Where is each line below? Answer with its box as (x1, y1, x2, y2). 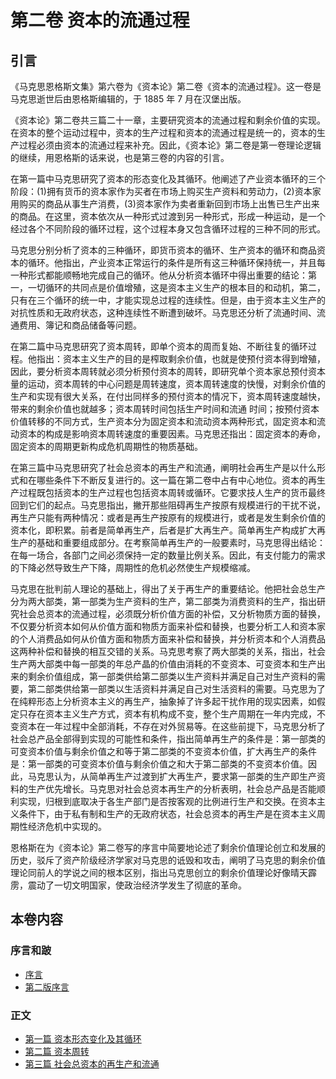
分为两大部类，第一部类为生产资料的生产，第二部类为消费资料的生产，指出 (10, 596, 317, 607)
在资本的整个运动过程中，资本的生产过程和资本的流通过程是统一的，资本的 (10, 127, 317, 138)
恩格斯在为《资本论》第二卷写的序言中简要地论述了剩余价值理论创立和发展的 (10, 842, 326, 853)
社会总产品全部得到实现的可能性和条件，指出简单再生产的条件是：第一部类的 (10, 733, 326, 745)
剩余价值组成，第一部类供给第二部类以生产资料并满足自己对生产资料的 (27, 671, 317, 682)
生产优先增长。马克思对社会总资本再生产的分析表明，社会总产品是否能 (27, 783, 317, 795)
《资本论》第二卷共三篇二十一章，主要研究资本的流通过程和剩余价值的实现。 (10, 114, 326, 126)
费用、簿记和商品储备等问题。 (18, 319, 142, 331)
